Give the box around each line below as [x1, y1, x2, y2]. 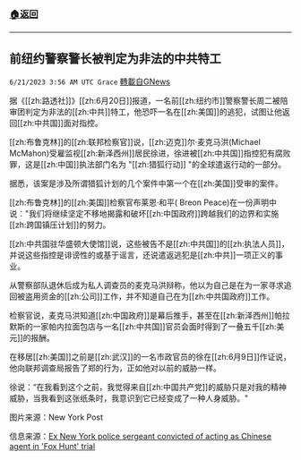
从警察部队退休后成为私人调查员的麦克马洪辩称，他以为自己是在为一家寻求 [9, 280, 284, 291]
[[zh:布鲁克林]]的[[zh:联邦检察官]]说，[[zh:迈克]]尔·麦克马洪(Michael [9, 137, 262, 148]
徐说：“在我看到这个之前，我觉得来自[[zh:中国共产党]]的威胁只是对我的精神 [9, 382, 287, 393]
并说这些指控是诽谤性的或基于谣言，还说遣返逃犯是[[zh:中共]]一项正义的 [9, 250, 276, 260]
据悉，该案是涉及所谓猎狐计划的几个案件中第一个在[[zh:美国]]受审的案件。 [9, 178, 284, 189]
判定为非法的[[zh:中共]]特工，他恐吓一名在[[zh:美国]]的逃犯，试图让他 [24, 106, 282, 117]
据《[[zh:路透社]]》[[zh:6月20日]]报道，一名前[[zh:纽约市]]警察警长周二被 [9, 96, 280, 106]
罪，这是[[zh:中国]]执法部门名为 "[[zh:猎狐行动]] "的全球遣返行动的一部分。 [9, 159, 287, 170]
